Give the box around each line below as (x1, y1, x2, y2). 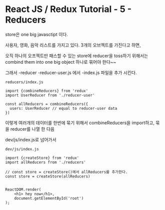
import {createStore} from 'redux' (5, 155, 79, 160)
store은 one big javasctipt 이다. (5, 31, 68, 37)
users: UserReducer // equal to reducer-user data (9, 106, 117, 111)
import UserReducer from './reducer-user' (5, 93, 95, 98)
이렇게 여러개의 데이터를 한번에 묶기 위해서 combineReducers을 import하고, (5, 119, 155, 126)
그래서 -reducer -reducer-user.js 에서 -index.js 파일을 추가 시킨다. (5, 69, 137, 76)
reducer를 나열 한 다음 (10, 126, 55, 132)
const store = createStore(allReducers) (5, 174, 91, 179)
